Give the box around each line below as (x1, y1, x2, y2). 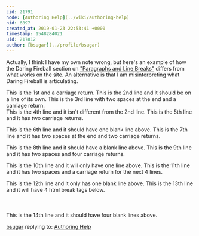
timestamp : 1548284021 (6, 31, 63, 37)
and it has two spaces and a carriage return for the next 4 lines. (6, 168, 163, 175)
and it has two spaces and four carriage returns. (6, 150, 125, 157)
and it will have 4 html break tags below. (6, 186, 105, 193)
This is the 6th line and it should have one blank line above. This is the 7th (6, 126, 188, 133)
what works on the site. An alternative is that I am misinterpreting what (6, 71, 180, 78)
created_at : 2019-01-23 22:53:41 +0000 (6, 25, 106, 32)
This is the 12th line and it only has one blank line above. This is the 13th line (6, 180, 193, 187)
